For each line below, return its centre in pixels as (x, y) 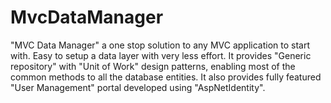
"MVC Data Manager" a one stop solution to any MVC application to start (160, 45)
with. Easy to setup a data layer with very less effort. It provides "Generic (161, 55)
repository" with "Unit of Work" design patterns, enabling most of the (153, 66)
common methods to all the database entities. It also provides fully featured (166, 77)
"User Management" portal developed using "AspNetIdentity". (138, 87)
